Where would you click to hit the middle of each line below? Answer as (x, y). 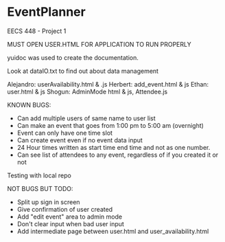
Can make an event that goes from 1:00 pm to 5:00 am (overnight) (110, 125)
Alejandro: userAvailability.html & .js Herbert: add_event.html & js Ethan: (108, 84)
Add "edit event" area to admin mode (69, 217)
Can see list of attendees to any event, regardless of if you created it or (118, 155)
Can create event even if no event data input (80, 140)
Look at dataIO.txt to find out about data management (83, 71)
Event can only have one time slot (65, 133)
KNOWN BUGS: (29, 104)
